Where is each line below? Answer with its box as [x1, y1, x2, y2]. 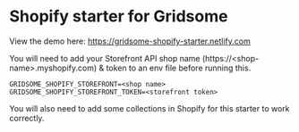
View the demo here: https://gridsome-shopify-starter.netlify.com [9, 36, 251, 46]
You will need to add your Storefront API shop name [9, 53, 201, 63]
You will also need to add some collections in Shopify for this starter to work [9, 103, 290, 113]
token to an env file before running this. [106, 62, 252, 73]
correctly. [9, 112, 45, 123]
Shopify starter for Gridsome [9, 6, 228, 27]
